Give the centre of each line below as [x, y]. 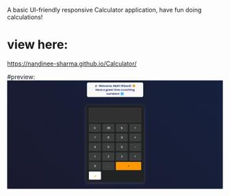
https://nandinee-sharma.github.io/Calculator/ [72, 64]
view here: [38, 45]
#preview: [21, 76]
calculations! [25, 17]
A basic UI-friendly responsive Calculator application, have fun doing [104, 10]
